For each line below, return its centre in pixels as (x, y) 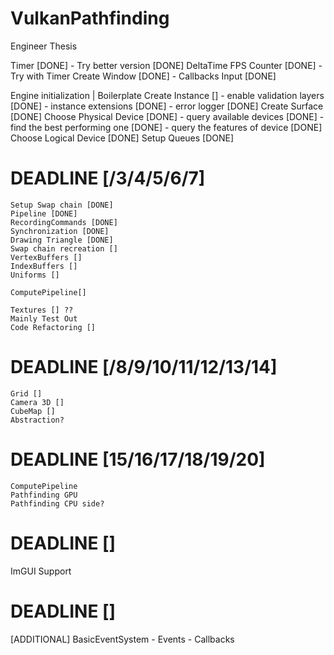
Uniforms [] (35, 275)
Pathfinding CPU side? (57, 503)
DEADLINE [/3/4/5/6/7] (108, 178)
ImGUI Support (41, 571)
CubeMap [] (33, 411)
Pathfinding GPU (44, 495)
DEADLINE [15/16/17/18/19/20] (138, 459)
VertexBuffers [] (46, 257)
